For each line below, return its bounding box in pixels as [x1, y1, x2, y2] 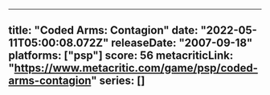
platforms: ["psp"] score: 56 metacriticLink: [8, 49, 234, 63]
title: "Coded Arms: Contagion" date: [8, 23, 198, 37]
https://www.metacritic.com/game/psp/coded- [14, 61, 259, 75]
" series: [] [91, 74, 145, 88]
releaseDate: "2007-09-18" [111, 36, 253, 50]
